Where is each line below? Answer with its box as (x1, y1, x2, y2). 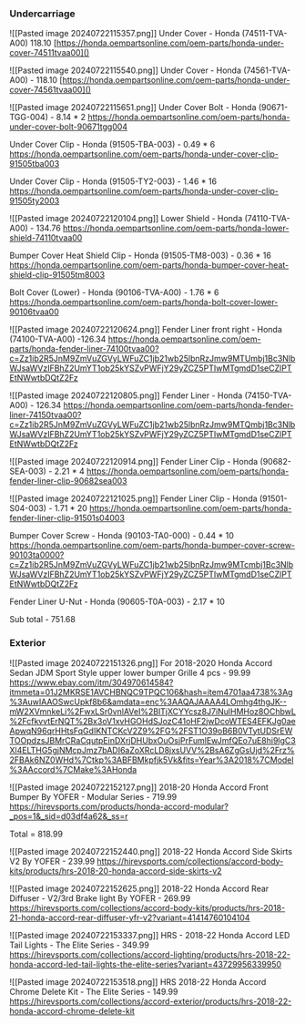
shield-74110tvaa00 (9, 232, 83, 243)
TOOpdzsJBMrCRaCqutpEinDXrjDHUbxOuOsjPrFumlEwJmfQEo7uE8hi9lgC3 (9, 734, 296, 745)
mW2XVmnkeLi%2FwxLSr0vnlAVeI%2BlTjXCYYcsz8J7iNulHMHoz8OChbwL (9, 705, 296, 717)
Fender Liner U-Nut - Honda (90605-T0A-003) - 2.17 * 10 (9, 596, 226, 608)
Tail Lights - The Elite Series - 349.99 (9, 939, 150, 950)
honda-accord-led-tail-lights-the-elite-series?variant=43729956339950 (9, 958, 282, 969)
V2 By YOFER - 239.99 (9, 856, 96, 866)
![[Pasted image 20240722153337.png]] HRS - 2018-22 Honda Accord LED (9, 929, 290, 940)
